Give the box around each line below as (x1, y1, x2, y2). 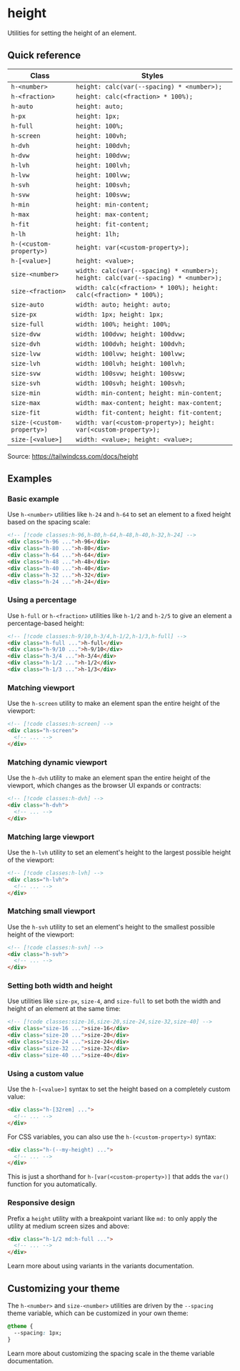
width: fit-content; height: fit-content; (76, 409, 223, 417)
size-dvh (11, 339, 41, 348)
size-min (11, 389, 41, 397)
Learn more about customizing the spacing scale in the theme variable (7, 1349, 215, 1357)
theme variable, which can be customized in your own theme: (7, 1309, 189, 1317)
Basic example (7, 494, 59, 504)
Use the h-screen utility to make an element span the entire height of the (7, 699, 220, 708)
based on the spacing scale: (7, 518, 91, 527)
